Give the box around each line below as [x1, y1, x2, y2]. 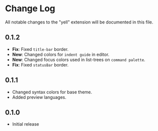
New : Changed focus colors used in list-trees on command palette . [12, 57, 146, 63]
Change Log [5, 3, 55, 14]
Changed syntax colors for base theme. [12, 89, 92, 95]
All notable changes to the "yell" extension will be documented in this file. [5, 19, 154, 25]
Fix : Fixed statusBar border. [12, 62, 69, 67]
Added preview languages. [12, 94, 67, 100]
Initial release [12, 121, 39, 127]
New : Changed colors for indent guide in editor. [12, 51, 110, 57]
